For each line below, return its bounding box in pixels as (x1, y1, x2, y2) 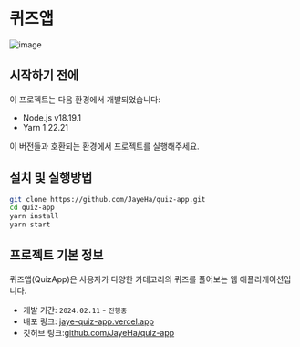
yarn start (9, 220, 51, 229)
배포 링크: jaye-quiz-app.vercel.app (22, 316, 155, 327)
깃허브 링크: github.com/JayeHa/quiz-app (22, 327, 175, 338)
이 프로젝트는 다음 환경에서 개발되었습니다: (9, 93, 161, 105)
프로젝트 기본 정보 (9, 247, 104, 263)
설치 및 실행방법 (9, 170, 93, 185)
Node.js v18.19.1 (22, 111, 82, 123)
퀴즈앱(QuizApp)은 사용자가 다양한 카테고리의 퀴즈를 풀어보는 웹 (9, 273, 238, 284)
